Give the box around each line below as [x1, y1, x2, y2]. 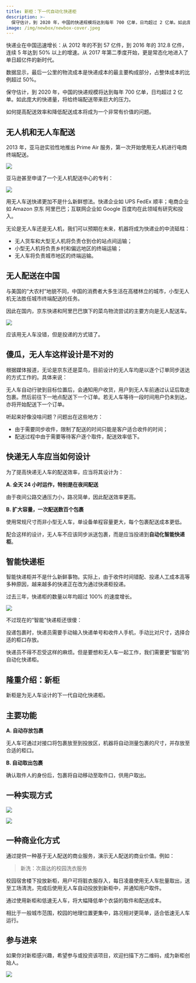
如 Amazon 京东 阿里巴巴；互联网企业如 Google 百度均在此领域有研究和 [6, 206, 178, 213]
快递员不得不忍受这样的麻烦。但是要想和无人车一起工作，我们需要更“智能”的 [6, 648, 190, 656]
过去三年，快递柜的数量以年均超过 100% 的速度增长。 [6, 593, 135, 600]
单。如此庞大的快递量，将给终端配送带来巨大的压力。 [6, 96, 134, 103]
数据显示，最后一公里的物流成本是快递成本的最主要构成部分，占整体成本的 [6, 69, 185, 76]
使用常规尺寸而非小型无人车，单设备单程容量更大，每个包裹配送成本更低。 [6, 518, 185, 525]
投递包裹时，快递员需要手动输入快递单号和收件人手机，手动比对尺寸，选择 [6, 629, 185, 636]
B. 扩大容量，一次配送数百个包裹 [6, 506, 84, 513]
